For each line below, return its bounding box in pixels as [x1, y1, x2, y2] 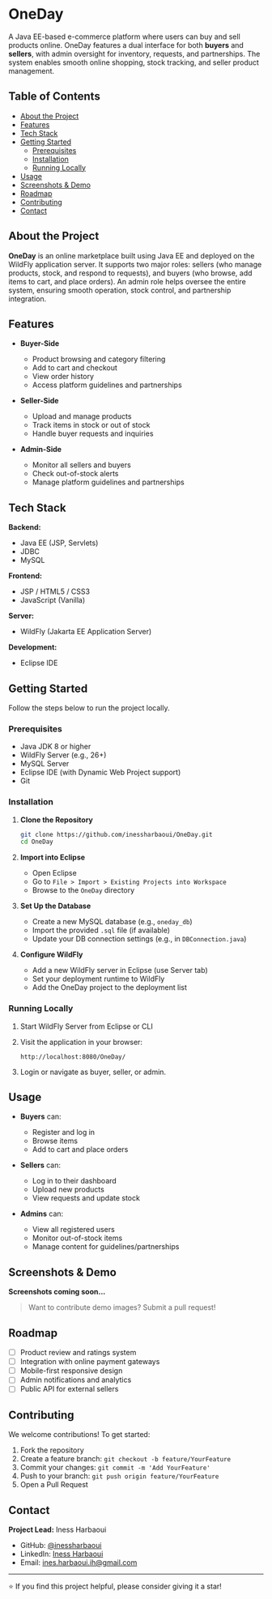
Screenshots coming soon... [8, 1287, 106, 1297]
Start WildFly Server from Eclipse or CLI [19, 1021, 154, 1031]
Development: [8, 642, 57, 652]
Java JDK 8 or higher [19, 742, 91, 752]
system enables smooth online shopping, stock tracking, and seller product [8, 58, 259, 67]
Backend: [8, 522, 41, 532]
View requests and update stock [32, 1193, 140, 1203]
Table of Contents [8, 90, 101, 104]
